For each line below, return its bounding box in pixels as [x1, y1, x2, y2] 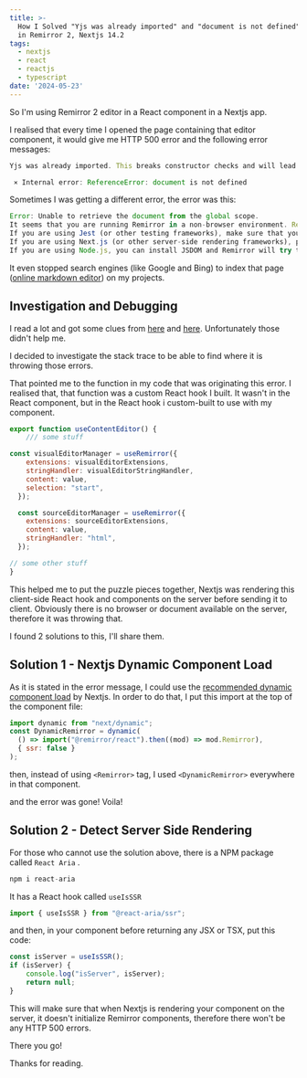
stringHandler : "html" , [26, 534, 117, 544]
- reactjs [17, 65, 55, 74]
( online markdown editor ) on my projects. [9, 271, 165, 283]
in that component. [9, 778, 80, 789]
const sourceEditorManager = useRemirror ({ [17, 508, 185, 517]
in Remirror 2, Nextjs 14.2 [17, 30, 125, 39]
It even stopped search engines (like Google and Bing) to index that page [9, 262, 285, 273]
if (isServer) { [9, 961, 71, 970]
